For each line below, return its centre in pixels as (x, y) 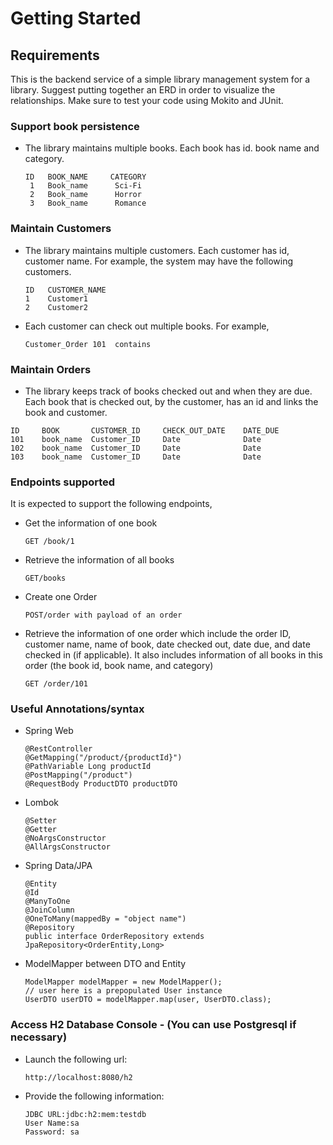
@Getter (40, 830)
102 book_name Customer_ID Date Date (136, 448)
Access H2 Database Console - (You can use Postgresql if (153, 1025)
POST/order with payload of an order (103, 615)
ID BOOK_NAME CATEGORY (85, 177)
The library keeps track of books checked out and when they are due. (168, 391)
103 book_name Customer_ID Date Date (136, 457)
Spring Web (49, 731)
